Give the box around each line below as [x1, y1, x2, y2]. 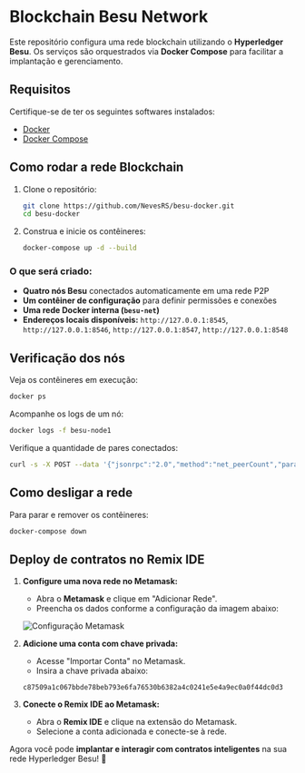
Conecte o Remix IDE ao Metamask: [22, 699, 161, 709]
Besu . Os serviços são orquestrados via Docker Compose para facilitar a [9, 45, 284, 56]
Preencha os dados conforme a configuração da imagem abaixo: [35, 603, 280, 614]
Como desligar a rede [9, 485, 133, 501]
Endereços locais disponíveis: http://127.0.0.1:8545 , [22, 315, 229, 326]
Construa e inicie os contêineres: [22, 226, 147, 237]
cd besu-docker [22, 210, 81, 219]
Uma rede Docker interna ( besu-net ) [22, 305, 161, 316]
